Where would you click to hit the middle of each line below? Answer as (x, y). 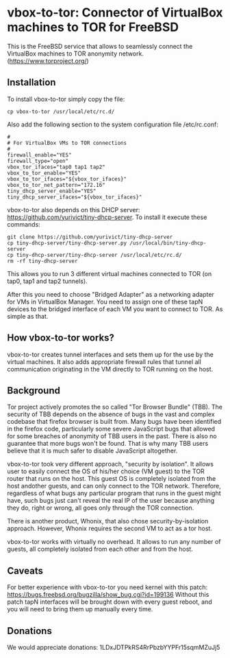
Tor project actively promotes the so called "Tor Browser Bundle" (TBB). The (115, 407)
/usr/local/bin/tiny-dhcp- (168, 243)
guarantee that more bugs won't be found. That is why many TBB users (108, 444)
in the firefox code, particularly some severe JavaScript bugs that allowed (111, 429)
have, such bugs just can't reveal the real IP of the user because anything (111, 501)
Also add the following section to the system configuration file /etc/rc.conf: (113, 124)
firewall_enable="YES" (39, 155)
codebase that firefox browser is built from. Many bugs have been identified (114, 422)
